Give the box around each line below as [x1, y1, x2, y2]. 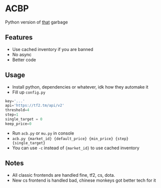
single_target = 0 [5, 117, 43, 122]
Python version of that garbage [5, 19, 68, 25]
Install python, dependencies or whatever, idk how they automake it [12, 84, 149, 90]
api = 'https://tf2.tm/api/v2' [5, 103, 65, 108]
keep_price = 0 [5, 121, 32, 126]
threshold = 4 [5, 108, 29, 113]
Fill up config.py [12, 89, 46, 95]
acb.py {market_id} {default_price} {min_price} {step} [12, 136, 129, 141]
